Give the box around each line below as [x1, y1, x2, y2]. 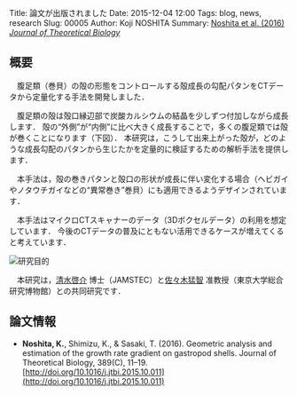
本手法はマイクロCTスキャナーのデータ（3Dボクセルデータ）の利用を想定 [16, 214, 286, 225]
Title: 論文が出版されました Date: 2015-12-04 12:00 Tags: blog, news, [9, 8, 262, 18]
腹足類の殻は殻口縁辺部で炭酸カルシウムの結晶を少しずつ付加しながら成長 [16, 110, 289, 121]
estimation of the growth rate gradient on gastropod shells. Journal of [21, 347, 277, 358]
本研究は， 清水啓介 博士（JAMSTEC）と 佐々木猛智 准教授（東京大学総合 [16, 274, 284, 285]
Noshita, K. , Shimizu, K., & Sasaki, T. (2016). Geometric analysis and [21, 338, 273, 349]
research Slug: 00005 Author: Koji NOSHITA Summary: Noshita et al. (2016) [9, 18, 285, 28]
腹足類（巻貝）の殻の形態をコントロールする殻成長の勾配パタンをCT [16, 80, 269, 91]
